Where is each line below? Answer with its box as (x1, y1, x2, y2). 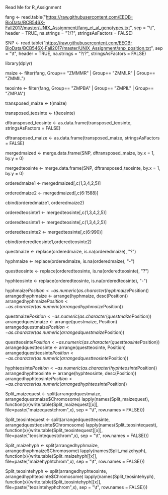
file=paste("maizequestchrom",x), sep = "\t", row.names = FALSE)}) (5, 407, 145, 412)
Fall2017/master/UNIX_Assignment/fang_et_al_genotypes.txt (5, 25, 130, 31)
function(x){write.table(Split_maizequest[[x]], (5, 401, 99, 407)
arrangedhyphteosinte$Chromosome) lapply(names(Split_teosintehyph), (5, 473, 155, 479)
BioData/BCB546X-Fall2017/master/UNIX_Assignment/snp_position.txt (5, 45, 151, 51)
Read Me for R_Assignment (5, 5, 61, 10)
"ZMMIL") (5, 76, 25, 81)
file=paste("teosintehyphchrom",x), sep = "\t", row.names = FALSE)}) (5, 484, 148, 490)
